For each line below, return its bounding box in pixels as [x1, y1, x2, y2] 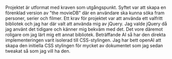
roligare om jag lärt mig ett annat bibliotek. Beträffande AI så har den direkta [5, 32, 166, 37]
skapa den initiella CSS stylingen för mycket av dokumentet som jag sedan [5, 43, 163, 48]
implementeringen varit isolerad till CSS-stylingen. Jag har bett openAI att [5, 37, 162, 43]
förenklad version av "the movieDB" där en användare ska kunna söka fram [5, 10, 165, 16]
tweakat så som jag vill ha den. [5, 48, 71, 54]
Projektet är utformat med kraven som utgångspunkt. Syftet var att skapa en [5, 5, 166, 10]
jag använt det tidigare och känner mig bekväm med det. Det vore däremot [5, 26, 163, 32]
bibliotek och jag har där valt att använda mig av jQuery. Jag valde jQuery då [5, 21, 167, 27]
